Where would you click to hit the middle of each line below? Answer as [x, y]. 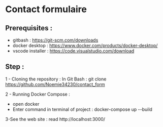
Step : [15, 67]
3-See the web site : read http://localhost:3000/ [55, 119]
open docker [26, 104]
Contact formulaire [46, 9]
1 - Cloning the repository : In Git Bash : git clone [56, 79]
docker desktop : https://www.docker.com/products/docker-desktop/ [85, 46]
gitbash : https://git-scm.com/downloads [55, 40]
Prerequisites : [29, 28]
